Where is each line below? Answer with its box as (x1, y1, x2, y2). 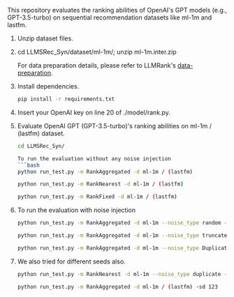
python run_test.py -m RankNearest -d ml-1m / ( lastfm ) (17, 181, 184, 188)
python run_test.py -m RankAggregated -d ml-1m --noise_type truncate (17, 232, 228, 239)
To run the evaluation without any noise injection (17, 155, 171, 162)
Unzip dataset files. (17, 34, 73, 43)
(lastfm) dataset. (17, 129, 65, 137)
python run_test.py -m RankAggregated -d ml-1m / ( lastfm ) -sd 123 (17, 283, 219, 290)
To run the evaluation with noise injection (17, 206, 136, 215)
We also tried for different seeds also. (17, 257, 126, 266)
